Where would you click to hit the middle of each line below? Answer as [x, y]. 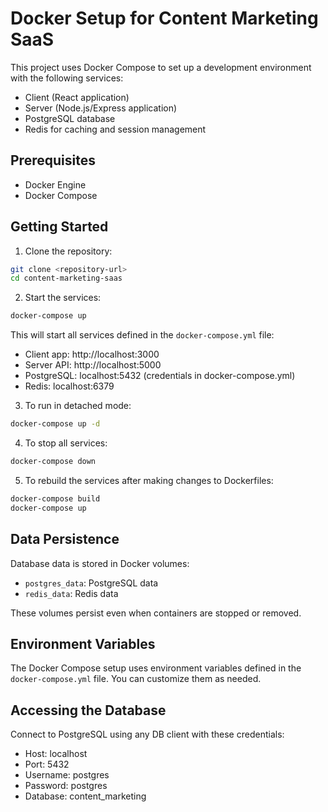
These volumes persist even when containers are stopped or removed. [156, 613]
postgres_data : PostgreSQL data [91, 583]
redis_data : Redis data [71, 593]
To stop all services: [66, 443]
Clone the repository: [68, 251]
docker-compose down [53, 462]
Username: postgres [67, 775]
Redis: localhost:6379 [69, 386]
